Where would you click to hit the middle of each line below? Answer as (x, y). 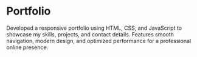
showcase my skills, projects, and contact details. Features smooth (90, 34)
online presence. (27, 47)
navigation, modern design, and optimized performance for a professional (99, 41)
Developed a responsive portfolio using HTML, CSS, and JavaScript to (94, 28)
